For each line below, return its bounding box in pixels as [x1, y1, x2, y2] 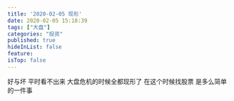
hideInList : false [7, 43, 62, 51]
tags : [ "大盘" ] [7, 23, 51, 31]
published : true [7, 37, 56, 44]
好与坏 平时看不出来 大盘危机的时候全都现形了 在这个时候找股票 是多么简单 [7, 77, 227, 85]
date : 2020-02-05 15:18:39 [7, 17, 88, 24]
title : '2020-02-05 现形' [7, 10, 82, 18]
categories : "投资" [7, 30, 63, 38]
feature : [7, 51, 34, 58]
